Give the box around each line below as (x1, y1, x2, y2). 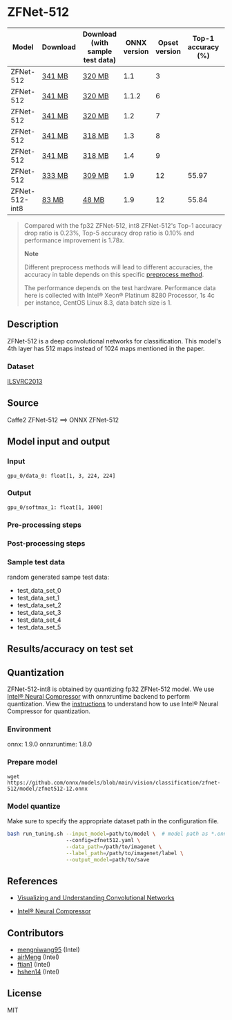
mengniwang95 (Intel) (17, 946, 81, 954)
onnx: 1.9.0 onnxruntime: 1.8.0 (7, 740, 92, 749)
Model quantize (7, 801, 61, 811)
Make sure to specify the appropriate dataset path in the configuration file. (7, 817, 220, 825)
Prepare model (7, 758, 57, 767)
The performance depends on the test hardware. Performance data (23, 283, 216, 292)
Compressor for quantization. (7, 707, 91, 715)
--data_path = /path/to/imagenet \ (66, 843, 162, 850)
